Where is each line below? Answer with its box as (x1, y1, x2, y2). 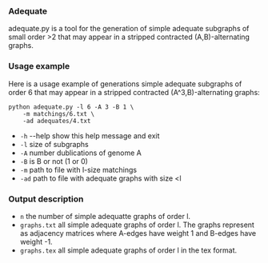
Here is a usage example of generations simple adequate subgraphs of (8, 78, 242, 89)
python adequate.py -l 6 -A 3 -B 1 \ (8, 102, 134, 111)
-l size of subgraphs (19, 139, 90, 149)
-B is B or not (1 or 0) (19, 156, 88, 165)
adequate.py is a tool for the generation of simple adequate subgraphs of (8, 24, 250, 34)
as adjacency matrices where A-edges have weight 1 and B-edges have (19, 228, 257, 237)
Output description (8, 193, 84, 205)
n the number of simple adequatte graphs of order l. (19, 211, 190, 221)
